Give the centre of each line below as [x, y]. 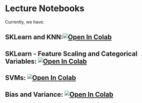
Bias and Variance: [34, 94]
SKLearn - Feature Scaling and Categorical [71, 54]
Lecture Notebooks [45, 9]
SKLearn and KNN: [34, 37]
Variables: [21, 61]
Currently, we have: [25, 22]
